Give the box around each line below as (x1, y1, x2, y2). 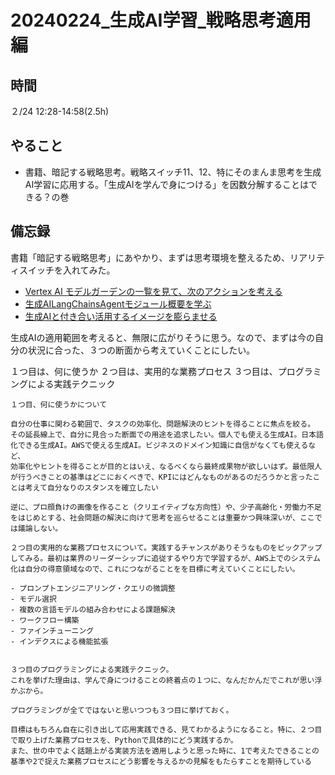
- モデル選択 (10, 594, 57, 604)
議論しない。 (17, 523, 63, 533)
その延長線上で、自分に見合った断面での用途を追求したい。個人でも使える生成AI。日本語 (10, 429, 325, 440)
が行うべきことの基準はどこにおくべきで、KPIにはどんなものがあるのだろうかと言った (10, 472, 313, 482)
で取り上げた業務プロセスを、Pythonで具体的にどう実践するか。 (10, 735, 238, 745)
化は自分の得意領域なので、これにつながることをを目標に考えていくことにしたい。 (10, 564, 300, 574)
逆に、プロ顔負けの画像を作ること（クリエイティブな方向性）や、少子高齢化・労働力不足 (10, 502, 322, 512)
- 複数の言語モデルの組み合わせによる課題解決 (10, 604, 176, 615)
